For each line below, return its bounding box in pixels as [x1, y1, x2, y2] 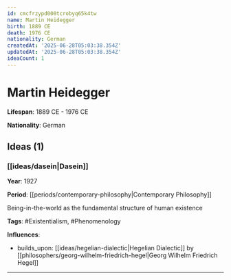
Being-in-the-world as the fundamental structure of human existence [7, 204, 203, 212]
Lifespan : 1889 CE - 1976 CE [7, 108, 89, 116]
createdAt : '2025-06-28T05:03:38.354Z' [7, 42, 122, 49]
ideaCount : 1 [7, 55, 45, 62]
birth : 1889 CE [7, 23, 51, 30]
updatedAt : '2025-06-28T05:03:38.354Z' [7, 49, 122, 56]
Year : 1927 [7, 177, 38, 186]
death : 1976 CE [7, 29, 51, 37]
